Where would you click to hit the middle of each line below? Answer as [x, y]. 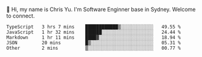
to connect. [21, 16]
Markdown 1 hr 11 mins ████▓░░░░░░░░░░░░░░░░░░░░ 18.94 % [94, 38]
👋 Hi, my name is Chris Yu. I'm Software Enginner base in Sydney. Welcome [101, 9]
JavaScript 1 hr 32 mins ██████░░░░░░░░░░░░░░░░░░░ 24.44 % [94, 32]
